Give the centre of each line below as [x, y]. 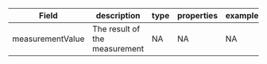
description [118, 15]
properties [198, 15]
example [242, 15]
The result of [116, 29]
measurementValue [48, 39]
